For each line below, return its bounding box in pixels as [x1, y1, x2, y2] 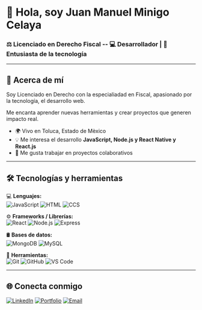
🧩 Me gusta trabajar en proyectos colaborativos [14, 149, 133, 157]
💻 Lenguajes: [6, 193, 42, 200]
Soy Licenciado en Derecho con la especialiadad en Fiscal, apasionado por [6, 91, 192, 98]
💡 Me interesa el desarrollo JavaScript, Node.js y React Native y [14, 136, 176, 143]
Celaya [6, 18, 42, 32]
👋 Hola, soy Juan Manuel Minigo [6, 5, 170, 19]
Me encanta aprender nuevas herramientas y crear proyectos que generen [6, 109, 191, 116]
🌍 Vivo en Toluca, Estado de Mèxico [14, 128, 106, 135]
